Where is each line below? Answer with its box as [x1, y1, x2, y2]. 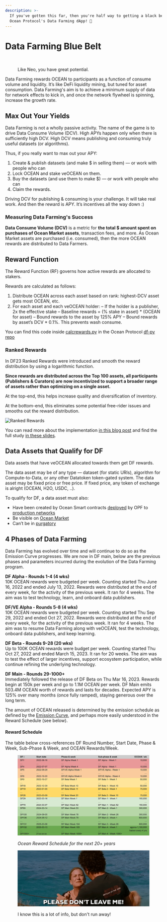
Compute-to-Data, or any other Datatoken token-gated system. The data [5, 475, 154, 481]
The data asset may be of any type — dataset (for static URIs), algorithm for [5, 469, 161, 475]
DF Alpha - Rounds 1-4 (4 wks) [5, 574, 70, 580]
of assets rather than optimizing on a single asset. [5, 383, 111, 389]
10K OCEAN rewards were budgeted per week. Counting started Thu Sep [5, 610, 155, 615]
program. [5, 564, 24, 570]
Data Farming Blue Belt [5, 40, 101, 52]
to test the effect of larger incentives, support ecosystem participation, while [5, 656, 162, 662]
